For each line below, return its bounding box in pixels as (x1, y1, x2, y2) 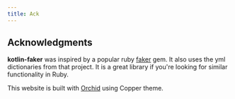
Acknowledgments (7, 37, 93, 49)
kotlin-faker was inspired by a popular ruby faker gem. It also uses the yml (7, 55, 226, 64)
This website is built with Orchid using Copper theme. (7, 84, 164, 93)
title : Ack (7, 10, 40, 18)
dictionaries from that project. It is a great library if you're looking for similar (7, 63, 228, 71)
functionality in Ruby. (7, 70, 69, 78)
